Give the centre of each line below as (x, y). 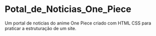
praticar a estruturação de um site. (41, 28)
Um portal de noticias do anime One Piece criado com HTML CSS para (78, 23)
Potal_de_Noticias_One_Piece (68, 9)
